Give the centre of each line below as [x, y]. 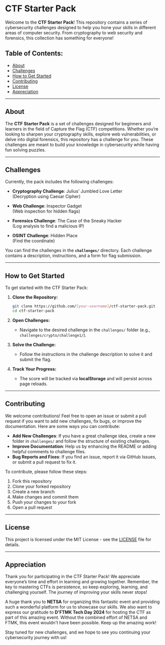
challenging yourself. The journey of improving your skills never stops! [76, 592]
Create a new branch [33, 492]
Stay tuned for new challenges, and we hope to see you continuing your [78, 632]
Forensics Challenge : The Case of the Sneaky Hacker [67, 221]
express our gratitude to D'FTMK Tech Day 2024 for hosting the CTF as [78, 612]
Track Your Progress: [34, 369]
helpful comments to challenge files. [49, 451]
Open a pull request [32, 507]
